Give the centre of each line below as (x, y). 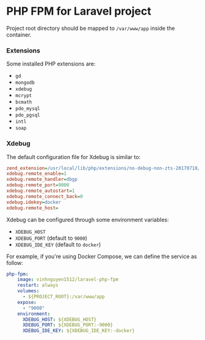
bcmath (23, 102)
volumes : (28, 291)
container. (19, 34)
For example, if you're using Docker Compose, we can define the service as (102, 256)
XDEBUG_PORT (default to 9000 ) (51, 238)
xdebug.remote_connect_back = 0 (45, 196)
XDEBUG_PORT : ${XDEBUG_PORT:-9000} (68, 325)
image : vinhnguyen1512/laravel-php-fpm (68, 279)
